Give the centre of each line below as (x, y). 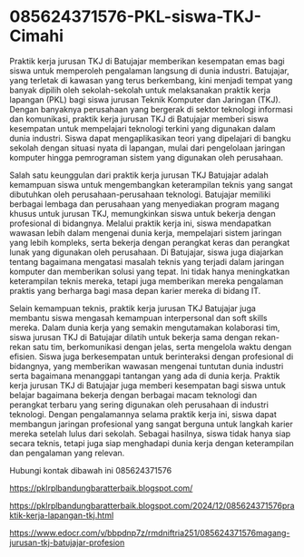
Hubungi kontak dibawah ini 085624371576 (91, 470)
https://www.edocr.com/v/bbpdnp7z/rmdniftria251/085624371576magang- (150, 533)
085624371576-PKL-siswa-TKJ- (135, 17)
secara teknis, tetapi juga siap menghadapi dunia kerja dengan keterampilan (152, 443)
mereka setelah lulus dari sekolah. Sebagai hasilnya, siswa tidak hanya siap (150, 434)
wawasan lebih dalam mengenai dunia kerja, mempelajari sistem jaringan (146, 232)
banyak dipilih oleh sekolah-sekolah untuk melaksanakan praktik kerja (140, 90)
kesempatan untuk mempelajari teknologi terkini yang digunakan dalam (142, 128)
